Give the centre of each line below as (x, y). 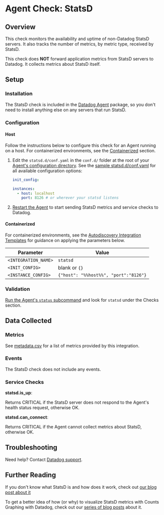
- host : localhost (36, 193)
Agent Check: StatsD (49, 9)
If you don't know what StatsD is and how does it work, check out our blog (81, 487)
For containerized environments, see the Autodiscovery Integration (73, 235)
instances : (23, 188)
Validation (18, 289)
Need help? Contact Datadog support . (44, 459)
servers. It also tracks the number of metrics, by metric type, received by (80, 44)
